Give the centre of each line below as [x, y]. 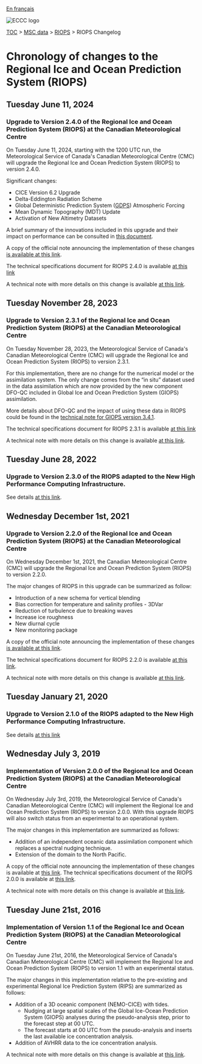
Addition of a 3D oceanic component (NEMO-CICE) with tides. [92, 1004]
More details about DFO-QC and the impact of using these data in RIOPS [96, 411]
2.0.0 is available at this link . [41, 879]
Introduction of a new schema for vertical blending [78, 598]
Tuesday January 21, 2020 [57, 697]
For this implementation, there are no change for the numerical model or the [100, 373]
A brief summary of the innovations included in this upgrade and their [92, 229]
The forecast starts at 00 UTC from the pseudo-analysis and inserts [108, 1030]
